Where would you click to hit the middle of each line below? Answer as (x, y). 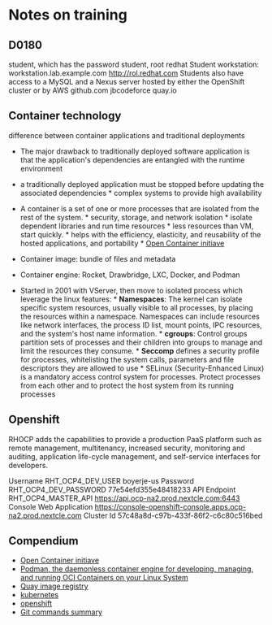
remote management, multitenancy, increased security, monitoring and (127, 448)
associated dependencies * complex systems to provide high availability (141, 193)
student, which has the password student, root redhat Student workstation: (134, 64)
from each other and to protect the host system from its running (127, 385)
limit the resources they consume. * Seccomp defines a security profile (140, 350)
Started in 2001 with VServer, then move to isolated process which (132, 290)
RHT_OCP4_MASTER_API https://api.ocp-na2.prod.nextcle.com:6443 (124, 498)
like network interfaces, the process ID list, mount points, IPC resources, (141, 325)
